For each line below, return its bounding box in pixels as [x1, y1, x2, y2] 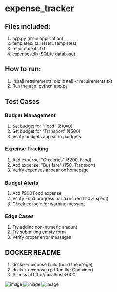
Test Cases [5, 97, 40, 105]
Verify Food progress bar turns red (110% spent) [12, 196, 109, 202]
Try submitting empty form [12, 229, 66, 235]
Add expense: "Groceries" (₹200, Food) [12, 157, 92, 163]
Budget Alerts [5, 179, 39, 186]
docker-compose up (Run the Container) [12, 267, 94, 272]
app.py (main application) [12, 35, 64, 41]
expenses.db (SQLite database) [12, 51, 76, 57]
